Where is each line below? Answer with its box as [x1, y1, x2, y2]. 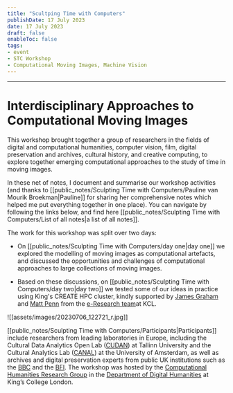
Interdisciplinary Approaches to [7, 98, 194, 113]
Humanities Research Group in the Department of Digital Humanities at [7, 370, 209, 378]
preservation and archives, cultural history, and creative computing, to [7, 150, 208, 158]
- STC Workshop [7, 55, 51, 62]
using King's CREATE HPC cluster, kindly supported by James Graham [17, 292, 218, 300]
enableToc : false [7, 36, 58, 43]
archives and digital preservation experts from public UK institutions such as [7, 356, 225, 364]
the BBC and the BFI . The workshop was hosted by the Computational [7, 363, 207, 371]
